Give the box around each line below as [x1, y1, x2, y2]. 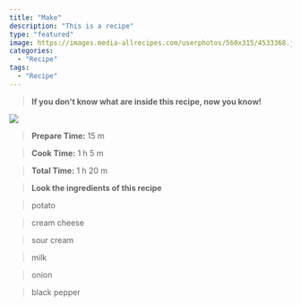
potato [30, 199, 56, 211]
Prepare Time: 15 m [30, 130, 105, 141]
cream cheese [30, 217, 85, 228]
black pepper [30, 286, 81, 297]
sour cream [30, 234, 74, 245]
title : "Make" [9, 13, 63, 22]
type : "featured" [9, 30, 74, 39]
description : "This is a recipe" [9, 22, 134, 30]
